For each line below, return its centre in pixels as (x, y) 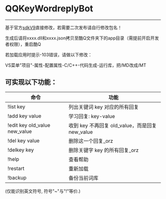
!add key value (24, 116)
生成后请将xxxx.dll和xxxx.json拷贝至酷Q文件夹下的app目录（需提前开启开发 (82, 38)
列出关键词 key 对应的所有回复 (104, 107)
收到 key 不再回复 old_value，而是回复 (113, 125)
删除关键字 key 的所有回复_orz (104, 150)
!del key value (24, 140)
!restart (16, 168)
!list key (17, 107)
